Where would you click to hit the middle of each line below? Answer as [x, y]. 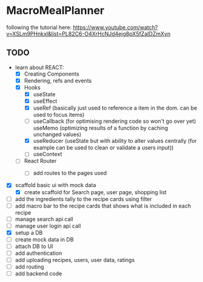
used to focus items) [59, 115]
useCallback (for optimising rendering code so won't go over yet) [115, 121]
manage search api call [44, 219]
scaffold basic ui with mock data [55, 185]
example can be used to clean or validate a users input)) [103, 148]
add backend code [38, 274]
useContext [48, 154]
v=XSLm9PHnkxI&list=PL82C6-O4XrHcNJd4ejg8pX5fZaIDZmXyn [88, 33]
